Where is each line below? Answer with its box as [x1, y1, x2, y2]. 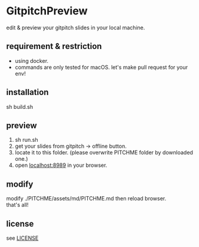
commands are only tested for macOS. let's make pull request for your [14, 63, 188, 71]
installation [6, 87, 49, 97]
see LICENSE [6, 234, 39, 242]
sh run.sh [14, 136, 38, 144]
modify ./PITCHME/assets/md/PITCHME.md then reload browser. [6, 195, 167, 202]
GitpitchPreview [6, 4, 88, 18]
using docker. [14, 57, 49, 64]
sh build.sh [6, 103, 33, 110]
